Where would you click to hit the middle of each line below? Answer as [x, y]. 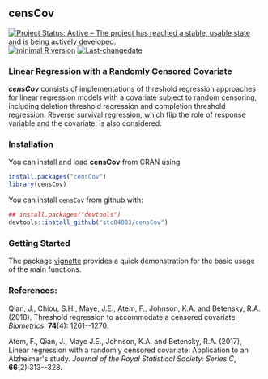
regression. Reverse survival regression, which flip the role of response [127, 115]
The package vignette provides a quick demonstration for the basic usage [132, 261]
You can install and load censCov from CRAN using [94, 162]
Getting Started [39, 243]
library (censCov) [38, 185]
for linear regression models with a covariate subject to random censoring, [133, 97]
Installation [31, 144]
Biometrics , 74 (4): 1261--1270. [59, 325]
